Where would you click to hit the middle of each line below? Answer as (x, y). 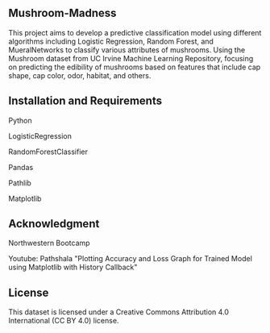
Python (20, 120)
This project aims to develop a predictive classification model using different (135, 32)
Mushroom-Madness (62, 13)
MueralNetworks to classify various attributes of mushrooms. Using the (127, 50)
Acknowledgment (54, 224)
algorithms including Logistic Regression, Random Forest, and (111, 41)
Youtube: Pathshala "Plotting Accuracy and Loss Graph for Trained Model (130, 259)
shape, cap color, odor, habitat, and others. (80, 75)
